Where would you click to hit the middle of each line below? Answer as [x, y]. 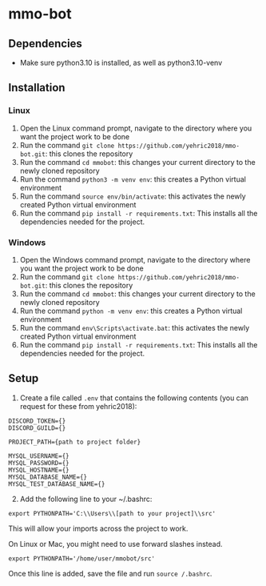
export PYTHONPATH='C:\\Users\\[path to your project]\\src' [112, 513]
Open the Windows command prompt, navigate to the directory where [135, 259]
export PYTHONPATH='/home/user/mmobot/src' [82, 558]
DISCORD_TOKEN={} [37, 421]
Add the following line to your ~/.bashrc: [86, 499]
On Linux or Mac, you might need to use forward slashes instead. [115, 544]
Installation [37, 88]
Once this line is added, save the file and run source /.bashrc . [110, 573]
